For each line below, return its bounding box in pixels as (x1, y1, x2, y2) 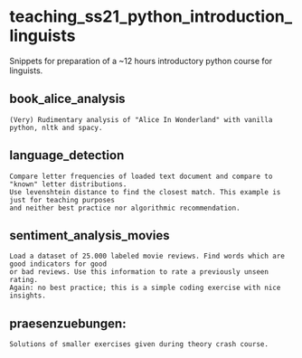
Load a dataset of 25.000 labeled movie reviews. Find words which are (9, 251, 285, 261)
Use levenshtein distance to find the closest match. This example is (9, 187, 281, 196)
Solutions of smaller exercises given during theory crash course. (9, 340, 269, 349)
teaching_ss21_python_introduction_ (9, 6, 293, 27)
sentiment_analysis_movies (9, 228, 170, 243)
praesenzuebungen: (9, 316, 127, 331)
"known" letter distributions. (9, 179, 127, 189)
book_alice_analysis (9, 91, 126, 107)
